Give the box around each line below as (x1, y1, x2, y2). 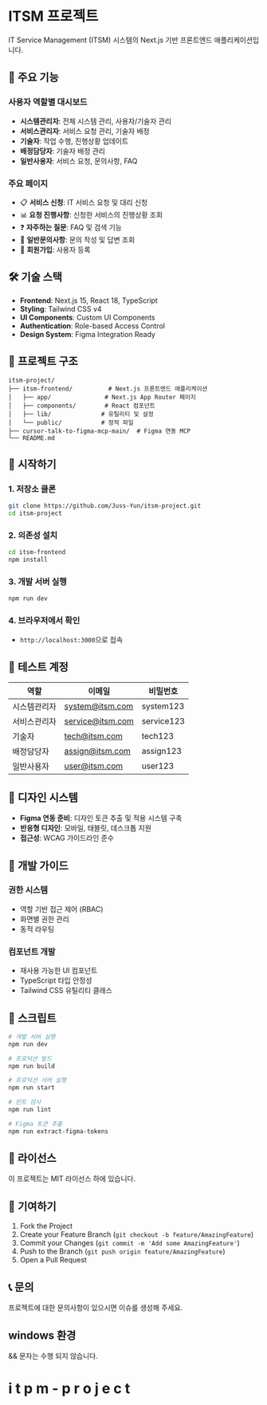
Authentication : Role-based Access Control (19, 320, 166, 331)
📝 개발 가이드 (8, 858, 69, 873)
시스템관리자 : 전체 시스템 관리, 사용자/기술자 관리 (19, 116, 172, 126)
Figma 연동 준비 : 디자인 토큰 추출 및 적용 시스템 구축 (19, 814, 183, 823)
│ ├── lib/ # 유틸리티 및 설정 (8, 410, 154, 418)
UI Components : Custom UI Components (19, 312, 155, 322)
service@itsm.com (64, 716, 134, 727)
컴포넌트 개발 (8, 946, 56, 957)
